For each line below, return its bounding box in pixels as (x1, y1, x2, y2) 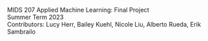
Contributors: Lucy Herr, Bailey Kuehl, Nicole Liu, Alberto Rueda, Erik (7, 20, 201, 28)
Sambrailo (7, 27, 36, 36)
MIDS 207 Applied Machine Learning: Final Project (7, 6, 150, 14)
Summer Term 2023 (7, 13, 64, 21)
